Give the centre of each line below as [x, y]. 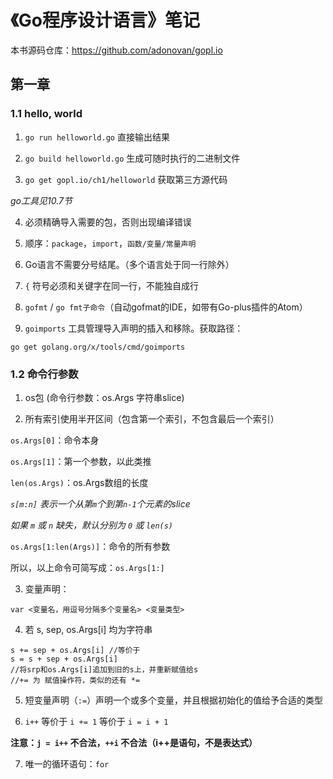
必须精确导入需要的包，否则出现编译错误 [108, 222]
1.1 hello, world [46, 114]
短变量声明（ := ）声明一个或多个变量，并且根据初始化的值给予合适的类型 [174, 700]
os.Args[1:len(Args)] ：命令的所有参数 [90, 546]
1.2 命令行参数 [44, 374]
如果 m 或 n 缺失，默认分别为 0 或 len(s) [92, 525]
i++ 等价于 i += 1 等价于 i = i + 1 [96, 721]
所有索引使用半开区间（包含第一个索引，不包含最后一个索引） [152, 418]
